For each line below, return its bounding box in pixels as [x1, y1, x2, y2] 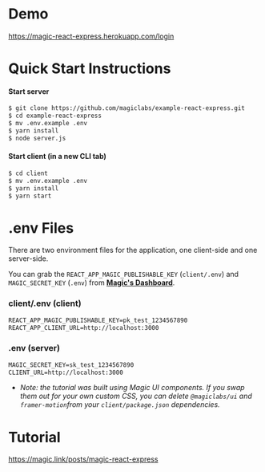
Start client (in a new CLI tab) [8, 152, 106, 161]
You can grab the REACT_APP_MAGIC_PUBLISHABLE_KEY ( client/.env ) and [8, 270, 239, 279]
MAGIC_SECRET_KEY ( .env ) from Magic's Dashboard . [8, 278, 175, 287]
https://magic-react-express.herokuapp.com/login [8, 31, 175, 41]
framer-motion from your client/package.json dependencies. [19, 400, 220, 409]
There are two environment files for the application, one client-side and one [8, 246, 258, 255]
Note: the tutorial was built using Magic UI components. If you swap [19, 383, 246, 393]
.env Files [8, 218, 74, 237]
